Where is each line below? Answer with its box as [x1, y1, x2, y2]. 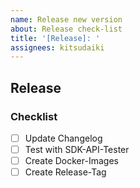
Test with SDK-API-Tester [24, 144, 130, 155]
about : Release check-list [10, 24, 123, 34]
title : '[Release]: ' [10, 33, 101, 43]
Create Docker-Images [24, 155, 119, 167]
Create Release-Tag [24, 166, 107, 178]
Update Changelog [24, 132, 103, 144]
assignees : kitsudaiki [10, 42, 105, 53]
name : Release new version [10, 14, 123, 25]
